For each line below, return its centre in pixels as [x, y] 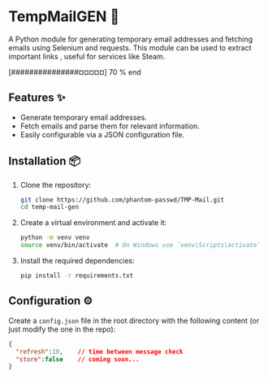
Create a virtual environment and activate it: [93, 223]
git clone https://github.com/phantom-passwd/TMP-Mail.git [122, 200]
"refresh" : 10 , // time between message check [99, 352]
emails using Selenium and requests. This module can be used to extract [130, 47]
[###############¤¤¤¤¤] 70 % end [75, 72]
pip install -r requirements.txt [77, 276]
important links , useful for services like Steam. [87, 56]
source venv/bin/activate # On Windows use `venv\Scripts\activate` [140, 245]
